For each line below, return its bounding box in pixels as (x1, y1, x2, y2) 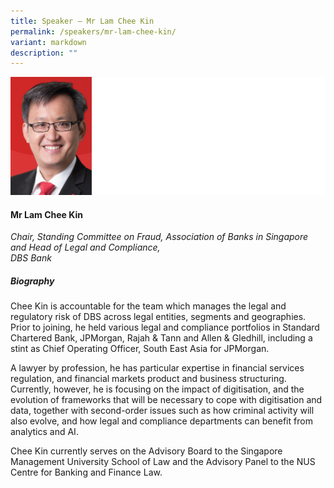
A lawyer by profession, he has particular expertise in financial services (10, 362, 305, 374)
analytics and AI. (10, 426, 79, 438)
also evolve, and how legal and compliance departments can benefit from (10, 415, 313, 427)
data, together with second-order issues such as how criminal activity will (10, 405, 315, 417)
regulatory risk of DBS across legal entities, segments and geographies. (10, 311, 307, 323)
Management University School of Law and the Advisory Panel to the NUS (10, 456, 316, 468)
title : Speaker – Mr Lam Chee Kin (10, 16, 155, 26)
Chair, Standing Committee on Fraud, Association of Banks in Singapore (10, 231, 309, 243)
